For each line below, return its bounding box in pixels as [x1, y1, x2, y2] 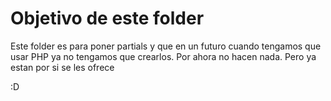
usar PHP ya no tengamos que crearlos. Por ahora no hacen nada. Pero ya [10, 50, 317, 62]
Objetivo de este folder [10, 7, 205, 30]
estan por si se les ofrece [10, 61, 115, 73]
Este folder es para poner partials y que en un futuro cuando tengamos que [10, 40, 322, 52]
